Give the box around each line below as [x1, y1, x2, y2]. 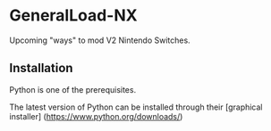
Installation [9, 61, 73, 76]
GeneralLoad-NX [9, 5, 138, 26]
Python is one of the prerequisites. [9, 84, 137, 94]
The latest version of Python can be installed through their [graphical [9, 102, 263, 112]
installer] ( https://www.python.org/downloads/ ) [9, 111, 183, 121]
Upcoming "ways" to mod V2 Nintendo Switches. [9, 35, 191, 45]
